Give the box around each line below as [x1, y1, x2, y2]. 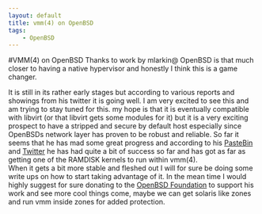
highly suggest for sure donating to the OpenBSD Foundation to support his [8, 180, 255, 190]
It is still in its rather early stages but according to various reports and [8, 88, 235, 97]
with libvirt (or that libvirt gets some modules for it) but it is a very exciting [8, 113, 249, 123]
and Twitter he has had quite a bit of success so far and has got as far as [8, 147, 246, 156]
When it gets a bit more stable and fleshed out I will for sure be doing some [8, 163, 253, 173]
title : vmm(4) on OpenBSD [8, 19, 93, 27]
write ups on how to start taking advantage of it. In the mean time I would [8, 172, 247, 182]
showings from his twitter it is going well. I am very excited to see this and [8, 96, 249, 105]
